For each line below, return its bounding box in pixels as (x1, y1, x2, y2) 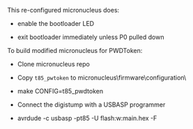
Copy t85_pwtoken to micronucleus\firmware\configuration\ (17, 73, 187, 82)
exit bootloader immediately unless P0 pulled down (17, 33, 164, 41)
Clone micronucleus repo (17, 60, 91, 68)
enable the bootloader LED (17, 20, 95, 27)
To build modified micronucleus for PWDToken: (7, 47, 143, 54)
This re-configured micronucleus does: (7, 6, 120, 14)
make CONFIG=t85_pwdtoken (17, 87, 103, 95)
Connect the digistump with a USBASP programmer (17, 100, 166, 109)
